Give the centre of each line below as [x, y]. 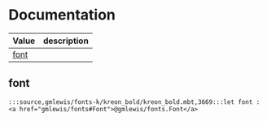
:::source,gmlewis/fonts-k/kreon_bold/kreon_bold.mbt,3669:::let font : [134, 102]
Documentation [62, 15]
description [66, 41]
